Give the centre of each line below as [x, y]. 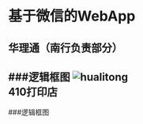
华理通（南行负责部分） [65, 48]
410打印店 [33, 92]
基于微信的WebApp [72, 16]
